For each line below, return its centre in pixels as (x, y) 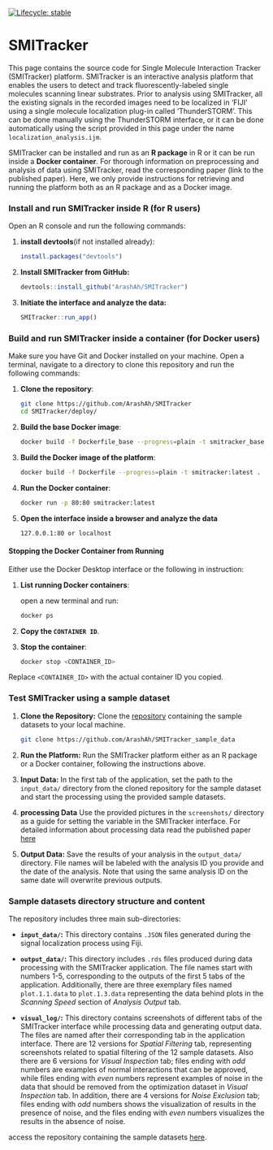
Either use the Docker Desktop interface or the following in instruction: (126, 569)
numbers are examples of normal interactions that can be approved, (134, 1070)
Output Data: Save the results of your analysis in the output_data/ (131, 854)
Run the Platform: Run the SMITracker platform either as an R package (139, 755)
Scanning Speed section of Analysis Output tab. (101, 1002)
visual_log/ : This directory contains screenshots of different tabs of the (141, 1018)
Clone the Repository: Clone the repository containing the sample (131, 716)
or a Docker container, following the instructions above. (113, 763)
